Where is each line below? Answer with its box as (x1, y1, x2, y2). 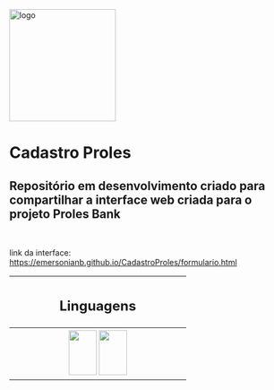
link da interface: (9, 247, 72, 258)
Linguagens (59, 297, 137, 315)
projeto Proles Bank (9, 206, 121, 221)
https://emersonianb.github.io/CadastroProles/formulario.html (9, 257, 237, 267)
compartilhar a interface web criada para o (9, 192, 253, 207)
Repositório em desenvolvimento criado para (9, 178, 266, 194)
